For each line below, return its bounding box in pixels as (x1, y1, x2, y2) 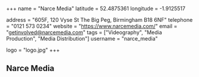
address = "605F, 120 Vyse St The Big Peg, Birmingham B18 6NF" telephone (6, 16, 193, 23)
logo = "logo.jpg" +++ (6, 46, 61, 53)
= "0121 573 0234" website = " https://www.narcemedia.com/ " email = (6, 23, 178, 29)
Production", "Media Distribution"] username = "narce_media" (6, 35, 159, 42)
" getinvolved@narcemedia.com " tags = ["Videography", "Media (6, 29, 162, 36)
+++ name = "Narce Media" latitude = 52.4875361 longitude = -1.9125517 (6, 5, 186, 12)
